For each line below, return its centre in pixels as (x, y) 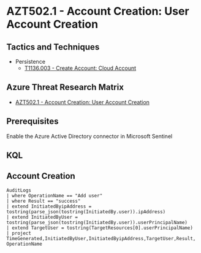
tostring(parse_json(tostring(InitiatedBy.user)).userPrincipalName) (97, 222)
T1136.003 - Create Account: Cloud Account (80, 68)
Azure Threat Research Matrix (65, 87)
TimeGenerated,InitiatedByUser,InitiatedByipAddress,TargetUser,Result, (101, 238)
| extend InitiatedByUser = (42, 217)
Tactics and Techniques (53, 47)
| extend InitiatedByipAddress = (49, 206)
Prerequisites (32, 122)
